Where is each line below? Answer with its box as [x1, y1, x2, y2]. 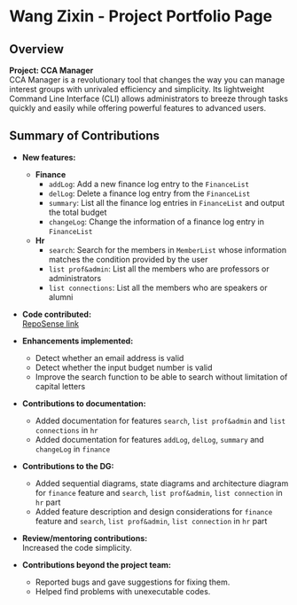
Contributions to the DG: [21, 460, 114, 471]
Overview [9, 42, 65, 57]
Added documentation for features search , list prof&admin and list [35, 415, 286, 426]
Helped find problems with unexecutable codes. [35, 585, 211, 596]
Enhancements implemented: [21, 335, 134, 346]
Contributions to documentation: [21, 397, 146, 409]
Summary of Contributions [9, 129, 160, 144]
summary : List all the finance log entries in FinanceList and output [48, 197, 285, 208]
